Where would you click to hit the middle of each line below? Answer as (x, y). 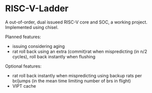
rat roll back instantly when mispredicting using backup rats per (77, 75)
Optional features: (23, 66)
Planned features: (23, 37)
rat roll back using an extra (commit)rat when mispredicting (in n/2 (79, 51)
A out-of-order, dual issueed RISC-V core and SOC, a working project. (76, 22)
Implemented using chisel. (32, 27)
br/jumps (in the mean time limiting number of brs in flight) (72, 81)
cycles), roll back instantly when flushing (54, 56)
